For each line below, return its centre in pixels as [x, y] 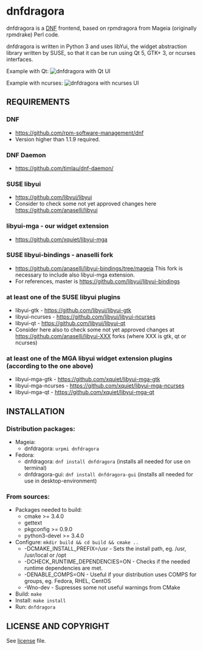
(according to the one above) [50, 366]
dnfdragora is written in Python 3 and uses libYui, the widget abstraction [97, 46]
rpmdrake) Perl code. [33, 34]
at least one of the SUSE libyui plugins [63, 297]
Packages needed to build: [49, 510]
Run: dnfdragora [35, 607]
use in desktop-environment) [60, 481]
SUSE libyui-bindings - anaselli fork [60, 255]
